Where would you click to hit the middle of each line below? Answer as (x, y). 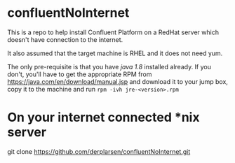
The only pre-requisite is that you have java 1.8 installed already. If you (109, 66)
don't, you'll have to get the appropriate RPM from (80, 74)
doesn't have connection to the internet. (65, 39)
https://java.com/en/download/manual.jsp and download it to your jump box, (117, 81)
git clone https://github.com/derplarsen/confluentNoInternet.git (99, 151)
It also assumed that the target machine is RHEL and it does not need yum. (115, 53)
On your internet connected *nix (103, 118)
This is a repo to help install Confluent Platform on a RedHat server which (113, 32)
